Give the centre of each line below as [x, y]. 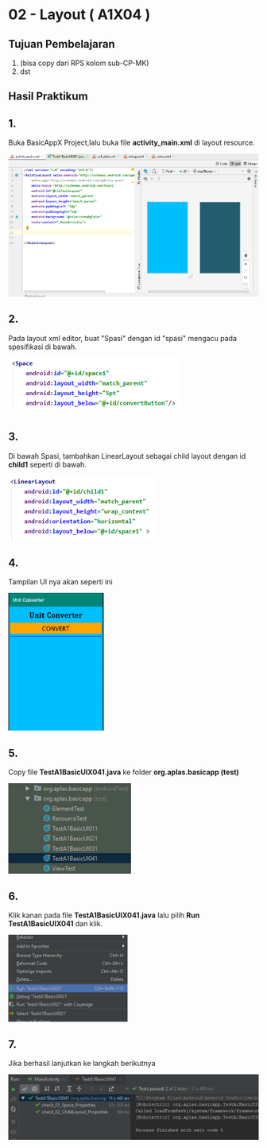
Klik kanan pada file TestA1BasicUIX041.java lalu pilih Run [104, 915]
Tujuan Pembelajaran [62, 44]
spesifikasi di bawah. [43, 347]
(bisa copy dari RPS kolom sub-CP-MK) [84, 63]
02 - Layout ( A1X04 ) [79, 15]
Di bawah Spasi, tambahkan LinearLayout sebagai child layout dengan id [127, 456]
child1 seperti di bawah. [48, 464]
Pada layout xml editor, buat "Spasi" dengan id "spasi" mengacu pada [122, 338]
